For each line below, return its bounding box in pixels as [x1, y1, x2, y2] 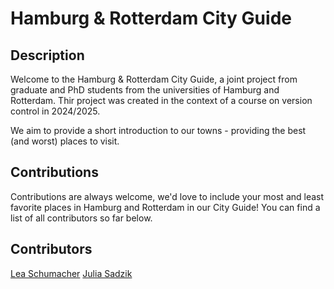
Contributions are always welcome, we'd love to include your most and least [10, 190, 325, 202]
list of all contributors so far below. [10, 212, 153, 224]
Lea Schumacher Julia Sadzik [10, 267, 133, 279]
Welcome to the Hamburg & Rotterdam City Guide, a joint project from [10, 73, 298, 85]
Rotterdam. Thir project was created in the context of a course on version [10, 95, 313, 106]
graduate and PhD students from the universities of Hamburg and [10, 84, 280, 96]
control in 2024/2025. [10, 105, 101, 117]
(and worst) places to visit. [10, 135, 120, 147]
